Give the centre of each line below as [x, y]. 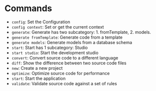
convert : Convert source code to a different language [65, 58]
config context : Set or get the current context [58, 27]
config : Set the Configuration [41, 22]
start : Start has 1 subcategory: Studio [50, 47]
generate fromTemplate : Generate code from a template [67, 37]
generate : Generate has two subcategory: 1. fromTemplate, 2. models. [81, 32]
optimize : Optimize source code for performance [61, 73]
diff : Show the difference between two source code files [69, 63]
